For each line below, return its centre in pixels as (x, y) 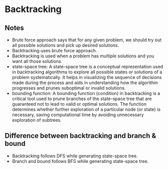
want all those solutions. (37, 61)
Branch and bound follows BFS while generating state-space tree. (80, 161)
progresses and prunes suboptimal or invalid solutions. (69, 88)
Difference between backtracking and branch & (80, 136)
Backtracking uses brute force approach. (54, 51)
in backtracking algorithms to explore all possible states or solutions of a (87, 72)
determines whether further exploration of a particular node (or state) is (86, 109)
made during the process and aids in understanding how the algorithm (85, 82)
